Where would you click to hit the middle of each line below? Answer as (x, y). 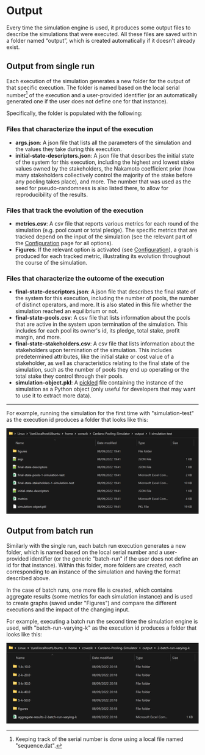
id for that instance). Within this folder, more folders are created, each (94, 565)
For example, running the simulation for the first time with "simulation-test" (100, 413)
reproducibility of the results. (52, 194)
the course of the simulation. (51, 263)
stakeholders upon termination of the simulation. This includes (93, 350)
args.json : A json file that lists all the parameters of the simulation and (103, 142)
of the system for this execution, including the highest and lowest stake (105, 162)
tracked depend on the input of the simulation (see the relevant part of (103, 237)
